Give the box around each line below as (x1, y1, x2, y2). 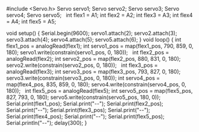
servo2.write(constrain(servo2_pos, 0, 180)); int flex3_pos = (6, 61, 158, 69)
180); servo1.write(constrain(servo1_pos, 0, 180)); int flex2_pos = (6, 49, 169, 56)
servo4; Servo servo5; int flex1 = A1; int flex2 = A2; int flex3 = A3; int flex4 (6, 11, 193, 19)
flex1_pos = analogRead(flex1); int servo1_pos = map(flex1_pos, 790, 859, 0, (6, 42, 194, 49)
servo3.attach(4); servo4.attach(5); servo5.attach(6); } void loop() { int (6, 36, 182, 43)
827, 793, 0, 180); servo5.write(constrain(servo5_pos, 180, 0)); (6, 93, 161, 101)
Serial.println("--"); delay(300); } (6, 119, 87, 126)
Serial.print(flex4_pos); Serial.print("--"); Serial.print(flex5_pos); (6, 113, 165, 120)
